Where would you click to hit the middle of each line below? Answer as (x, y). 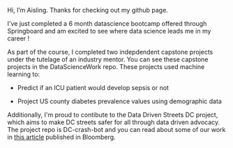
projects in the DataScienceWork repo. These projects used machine (106, 67)
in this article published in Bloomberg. (62, 137)
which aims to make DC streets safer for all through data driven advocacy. (114, 122)
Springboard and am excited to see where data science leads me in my (109, 31)
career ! (18, 38)
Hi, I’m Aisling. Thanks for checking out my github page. (88, 10)
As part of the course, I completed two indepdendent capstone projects (110, 52)
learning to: (24, 74)
